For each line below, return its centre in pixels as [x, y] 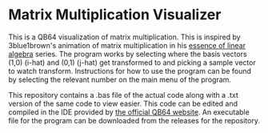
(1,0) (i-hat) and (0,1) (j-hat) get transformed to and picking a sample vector [132, 62]
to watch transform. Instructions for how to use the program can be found [130, 71]
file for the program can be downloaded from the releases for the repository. [134, 120]
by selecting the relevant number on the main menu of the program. [120, 79]
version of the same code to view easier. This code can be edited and [123, 103]
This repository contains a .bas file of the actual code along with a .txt [123, 95]
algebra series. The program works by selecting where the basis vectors [128, 54]
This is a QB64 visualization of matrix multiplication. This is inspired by [125, 37]
